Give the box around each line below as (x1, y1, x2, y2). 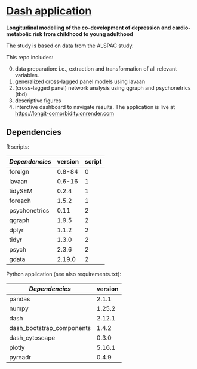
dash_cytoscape (9, 334, 56, 342)
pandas (9, 295, 30, 303)
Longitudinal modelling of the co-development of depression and (6, 24, 171, 31)
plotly (9, 343, 25, 352)
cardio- (172, 24, 191, 31)
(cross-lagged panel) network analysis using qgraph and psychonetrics (14, 84, 191, 91)
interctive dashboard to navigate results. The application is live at (14, 103, 176, 110)
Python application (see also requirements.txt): (6, 270, 121, 277)
